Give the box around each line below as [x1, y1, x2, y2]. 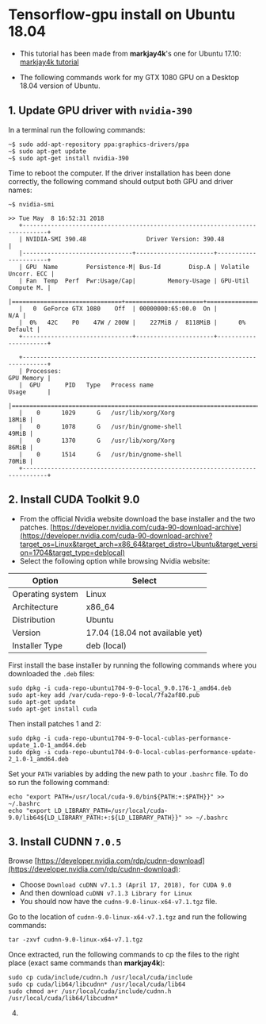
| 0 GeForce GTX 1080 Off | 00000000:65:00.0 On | [18, 304, 218, 313]
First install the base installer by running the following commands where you [8, 660, 257, 670]
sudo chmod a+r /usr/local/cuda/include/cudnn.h [8, 987, 172, 995]
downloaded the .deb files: [8, 668, 95, 678]
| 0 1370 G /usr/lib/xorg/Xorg [18, 437, 176, 445]
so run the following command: [8, 777, 109, 787]
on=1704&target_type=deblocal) [19, 548, 125, 557]
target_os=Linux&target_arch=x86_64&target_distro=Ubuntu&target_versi [19, 539, 258, 549]
